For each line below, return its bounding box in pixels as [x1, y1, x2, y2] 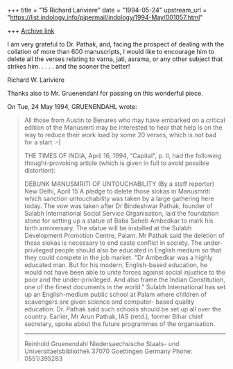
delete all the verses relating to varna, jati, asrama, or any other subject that [7, 55, 223, 63]
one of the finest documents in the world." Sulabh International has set [24, 283, 226, 291]
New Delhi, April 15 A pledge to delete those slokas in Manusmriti [24, 187, 210, 195]
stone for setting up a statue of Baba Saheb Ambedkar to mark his [24, 216, 214, 225]
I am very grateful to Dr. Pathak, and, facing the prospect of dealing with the [7, 40, 225, 48]
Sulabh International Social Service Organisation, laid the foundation [24, 209, 219, 217]
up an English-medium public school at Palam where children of [24, 291, 207, 298]
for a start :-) [24, 138, 61, 146]
